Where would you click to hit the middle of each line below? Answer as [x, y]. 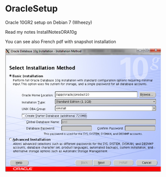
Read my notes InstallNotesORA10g [41, 32]
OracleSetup [31, 9]
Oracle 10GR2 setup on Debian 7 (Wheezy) [49, 22]
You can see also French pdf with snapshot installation [61, 41]
